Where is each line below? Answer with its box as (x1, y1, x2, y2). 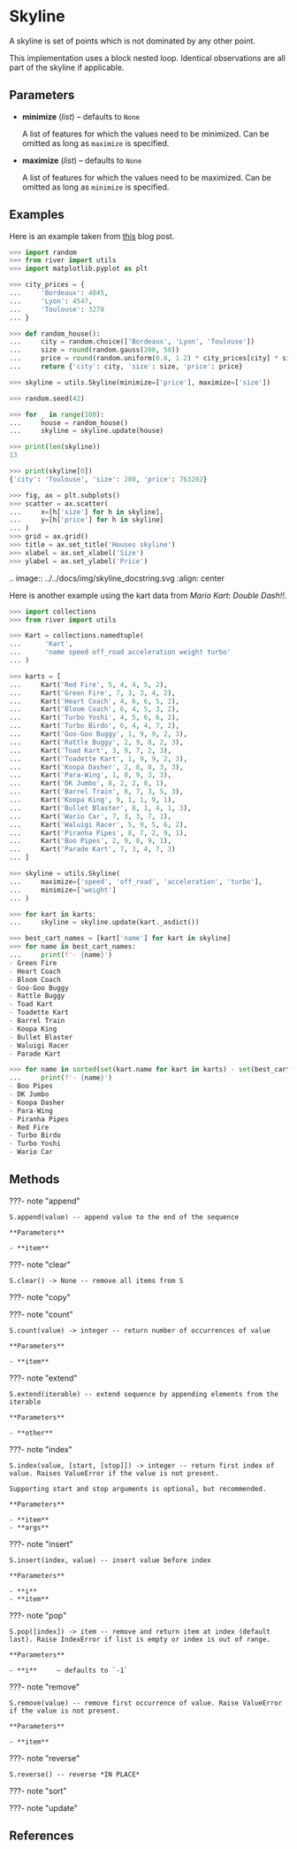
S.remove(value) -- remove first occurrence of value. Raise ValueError (9, 1698, 283, 1707)
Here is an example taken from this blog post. (9, 230, 175, 241)
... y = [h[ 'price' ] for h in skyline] (9, 515, 164, 524)
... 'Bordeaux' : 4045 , (9, 289, 109, 298)
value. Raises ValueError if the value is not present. (9, 1468, 219, 1478)
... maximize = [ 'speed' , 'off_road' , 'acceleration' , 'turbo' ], (9, 877, 263, 886)
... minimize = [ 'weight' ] (9, 886, 117, 894)
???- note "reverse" (9, 1752, 80, 1763)
